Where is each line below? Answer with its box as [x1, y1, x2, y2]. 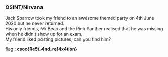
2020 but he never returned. [5, 20, 65, 26]
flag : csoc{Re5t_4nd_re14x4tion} [5, 46, 77, 52]
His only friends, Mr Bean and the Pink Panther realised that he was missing [5, 26, 163, 32]
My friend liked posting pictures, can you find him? [5, 36, 111, 42]
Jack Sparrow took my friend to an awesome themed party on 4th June [5, 15, 154, 21]
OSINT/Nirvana [5, 4, 44, 11]
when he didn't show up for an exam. [5, 31, 83, 37]
